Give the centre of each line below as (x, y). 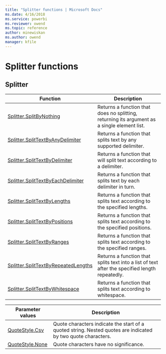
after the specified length (126, 268)
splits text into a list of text (127, 262)
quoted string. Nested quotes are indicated (103, 330)
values (28, 315)
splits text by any (117, 140)
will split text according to (127, 160)
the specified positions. (124, 227)
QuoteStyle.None (28, 344)
